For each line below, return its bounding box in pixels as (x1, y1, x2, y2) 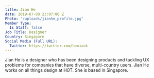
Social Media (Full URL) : (5, 39, 57, 44)
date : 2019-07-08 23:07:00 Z (5, 12, 64, 17)
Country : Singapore (5, 35, 45, 39)
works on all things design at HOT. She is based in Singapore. (5, 67, 129, 73)
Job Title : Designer (5, 30, 47, 35)
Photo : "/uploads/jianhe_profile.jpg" (5, 16, 84, 21)
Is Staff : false (9, 25, 42, 30)
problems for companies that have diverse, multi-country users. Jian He (5, 62, 149, 68)
